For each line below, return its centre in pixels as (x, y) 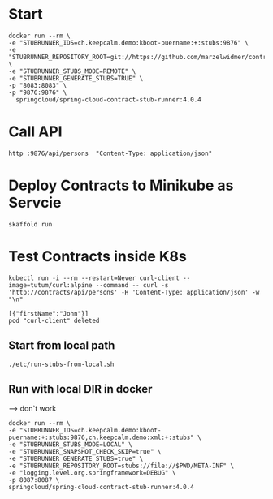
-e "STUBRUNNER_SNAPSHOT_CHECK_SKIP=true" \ (85, 452)
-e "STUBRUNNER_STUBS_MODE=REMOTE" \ (72, 71)
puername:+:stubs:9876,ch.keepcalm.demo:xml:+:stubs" (102, 438)
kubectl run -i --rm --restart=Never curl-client (94, 278)
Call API (35, 132)
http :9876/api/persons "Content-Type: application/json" (110, 153)
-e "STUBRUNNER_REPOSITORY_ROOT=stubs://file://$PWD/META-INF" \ (121, 466)
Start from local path (62, 346)
